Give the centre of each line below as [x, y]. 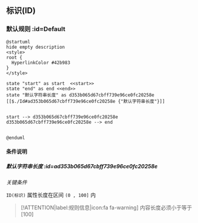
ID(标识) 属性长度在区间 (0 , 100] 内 [51, 195]
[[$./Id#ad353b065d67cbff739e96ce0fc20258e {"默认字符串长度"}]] [86, 101]
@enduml [16, 138]
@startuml [18, 42]
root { [14, 57]
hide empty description [36, 47]
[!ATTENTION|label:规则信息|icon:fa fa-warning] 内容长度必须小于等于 [106, 208]
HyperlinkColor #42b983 [41, 62]
